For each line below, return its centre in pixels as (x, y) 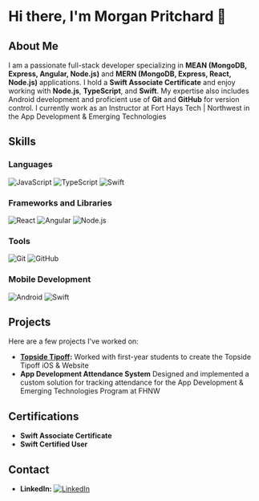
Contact (29, 469)
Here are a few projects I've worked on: (73, 341)
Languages (31, 165)
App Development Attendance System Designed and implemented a (135, 374)
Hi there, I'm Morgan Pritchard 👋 (117, 16)
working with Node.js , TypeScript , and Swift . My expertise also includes (129, 91)
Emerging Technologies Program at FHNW (90, 391)
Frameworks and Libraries (60, 202)
